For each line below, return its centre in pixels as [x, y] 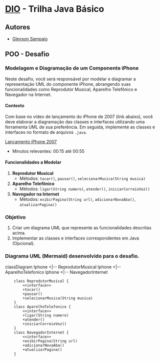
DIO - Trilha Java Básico [55, 9]
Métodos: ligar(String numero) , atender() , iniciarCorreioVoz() [85, 189]
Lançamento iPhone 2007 [31, 142]
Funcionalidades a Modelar [33, 162]
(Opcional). [23, 243]
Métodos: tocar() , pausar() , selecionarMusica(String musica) [82, 179]
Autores [18, 27]
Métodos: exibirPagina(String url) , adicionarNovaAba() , [78, 199]
